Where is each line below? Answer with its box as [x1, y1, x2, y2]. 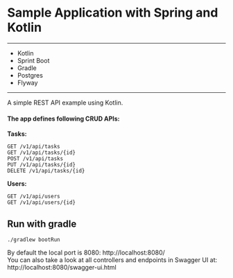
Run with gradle [7, 218, 77, 229]
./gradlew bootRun [7, 236, 60, 243]
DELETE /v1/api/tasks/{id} [7, 168, 85, 175]
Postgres [17, 71, 44, 79]
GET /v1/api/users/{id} [7, 199, 76, 206]
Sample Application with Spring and [7, 5, 218, 21]
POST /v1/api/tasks [7, 155, 64, 162]
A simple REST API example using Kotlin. [7, 98, 123, 107]
